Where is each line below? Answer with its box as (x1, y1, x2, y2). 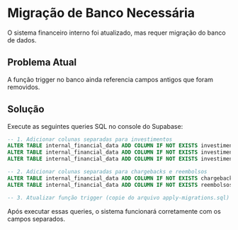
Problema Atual (7, 57, 77, 69)
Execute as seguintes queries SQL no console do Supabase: (7, 122, 183, 130)
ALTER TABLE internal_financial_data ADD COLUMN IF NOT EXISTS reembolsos (7, 181, 233, 188)
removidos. (7, 83, 40, 91)
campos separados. (7, 214, 66, 223)
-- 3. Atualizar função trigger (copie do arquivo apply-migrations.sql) (7, 194, 230, 201)
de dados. (7, 35, 37, 44)
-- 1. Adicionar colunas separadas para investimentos (7, 136, 173, 143)
